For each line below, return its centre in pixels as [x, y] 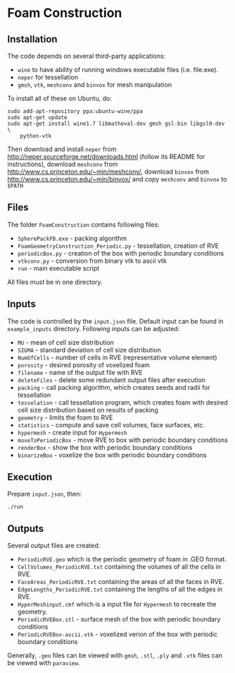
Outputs [26, 529]
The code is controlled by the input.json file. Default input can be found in [115, 321]
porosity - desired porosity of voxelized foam [83, 364]
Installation [32, 39]
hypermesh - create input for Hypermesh [72, 432]
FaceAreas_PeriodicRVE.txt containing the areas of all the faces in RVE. [121, 582]
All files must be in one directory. [55, 282]
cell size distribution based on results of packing [88, 410]
